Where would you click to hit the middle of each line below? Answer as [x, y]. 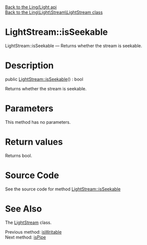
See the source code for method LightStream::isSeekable [63, 189]
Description [29, 66]
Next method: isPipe [25, 237]
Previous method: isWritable [34, 232]
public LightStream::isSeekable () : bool [44, 79]
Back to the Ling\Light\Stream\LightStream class [54, 12]
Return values [34, 142]
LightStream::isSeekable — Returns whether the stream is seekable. [73, 46]
